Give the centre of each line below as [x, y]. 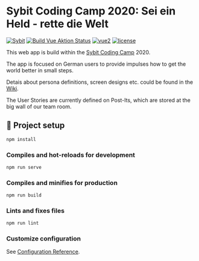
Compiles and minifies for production [62, 183]
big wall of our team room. [39, 106]
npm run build [24, 195]
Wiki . [13, 88]
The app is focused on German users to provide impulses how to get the [96, 64]
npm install [21, 139]
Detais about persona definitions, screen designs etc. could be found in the [100, 82]
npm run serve [24, 167]
